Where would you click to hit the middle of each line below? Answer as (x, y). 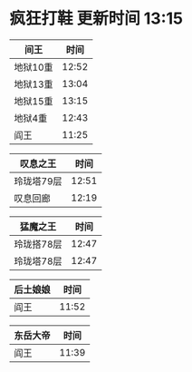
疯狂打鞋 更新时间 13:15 (96, 19)
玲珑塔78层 (38, 261)
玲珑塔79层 (38, 181)
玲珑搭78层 (38, 244)
